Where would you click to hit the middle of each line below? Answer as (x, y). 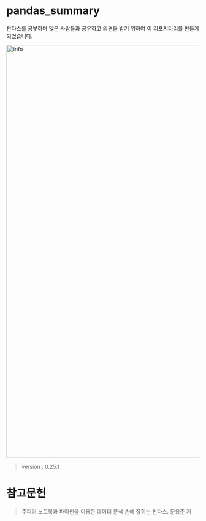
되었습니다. (20, 36)
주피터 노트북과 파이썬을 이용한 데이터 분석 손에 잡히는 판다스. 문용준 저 (106, 511)
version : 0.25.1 (40, 466)
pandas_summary (53, 11)
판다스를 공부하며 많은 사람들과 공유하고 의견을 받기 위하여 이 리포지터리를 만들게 (103, 28)
